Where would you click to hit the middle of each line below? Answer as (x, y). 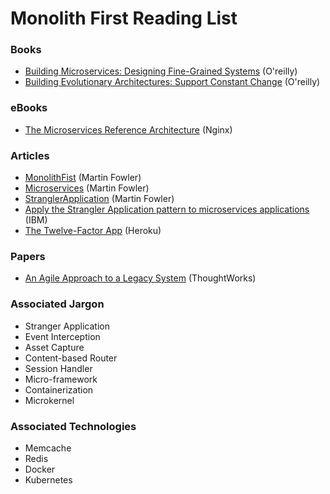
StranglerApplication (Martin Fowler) (99, 199)
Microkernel (49, 400)
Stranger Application (67, 326)
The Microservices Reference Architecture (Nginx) (128, 129)
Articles (30, 155)
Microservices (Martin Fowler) (87, 188)
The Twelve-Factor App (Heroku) (93, 231)
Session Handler (58, 368)
